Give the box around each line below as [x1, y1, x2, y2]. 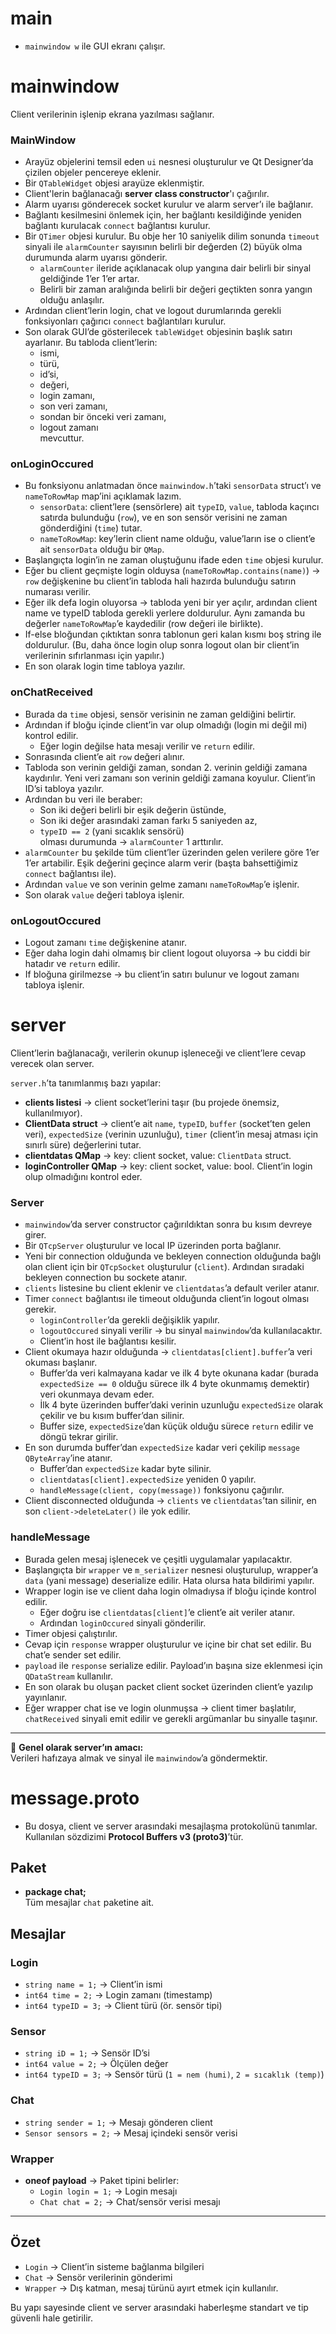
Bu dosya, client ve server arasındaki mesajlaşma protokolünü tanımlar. [24, 1820, 318, 1832]
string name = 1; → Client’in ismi [24, 1978, 163, 1991]
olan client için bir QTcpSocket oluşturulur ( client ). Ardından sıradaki [24, 1261, 305, 1273]
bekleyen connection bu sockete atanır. [24, 1272, 188, 1284]
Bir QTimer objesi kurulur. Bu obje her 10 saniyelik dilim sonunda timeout [24, 230, 320, 242]
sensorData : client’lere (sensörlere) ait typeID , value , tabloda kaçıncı [39, 501, 320, 513]
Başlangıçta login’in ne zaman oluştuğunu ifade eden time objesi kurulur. [24, 554, 324, 566]
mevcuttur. [39, 432, 85, 444]
